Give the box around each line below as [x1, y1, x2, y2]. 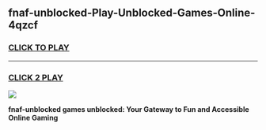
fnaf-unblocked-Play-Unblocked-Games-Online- [8, 6, 256, 20]
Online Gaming [8, 113, 59, 122]
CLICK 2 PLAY [8, 72, 63, 83]
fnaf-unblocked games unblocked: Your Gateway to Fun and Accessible [8, 104, 249, 113]
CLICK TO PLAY [8, 43, 70, 54]
